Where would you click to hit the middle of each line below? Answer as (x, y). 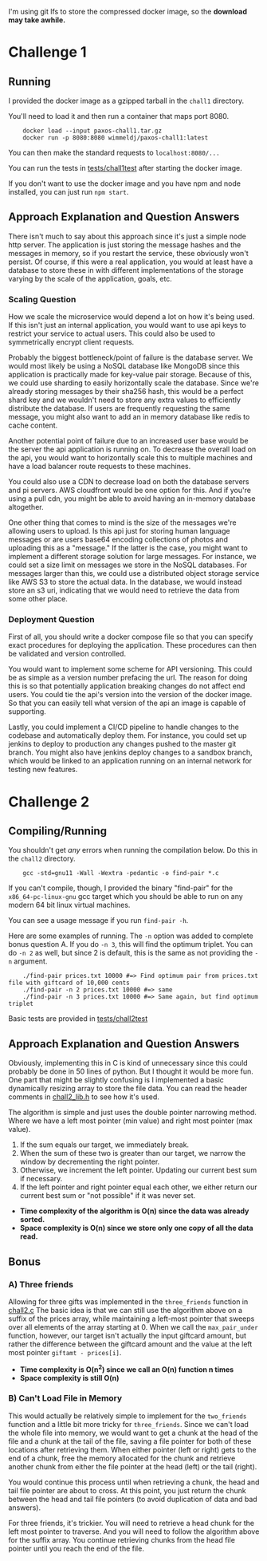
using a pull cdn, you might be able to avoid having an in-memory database (132, 499)
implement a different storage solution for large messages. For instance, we (132, 557)
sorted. (32, 1220)
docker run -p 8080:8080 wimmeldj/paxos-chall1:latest (116, 138)
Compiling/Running (58, 831)
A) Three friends (41, 1284)
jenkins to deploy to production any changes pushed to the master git (122, 744)
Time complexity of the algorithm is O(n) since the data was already (134, 1211)
